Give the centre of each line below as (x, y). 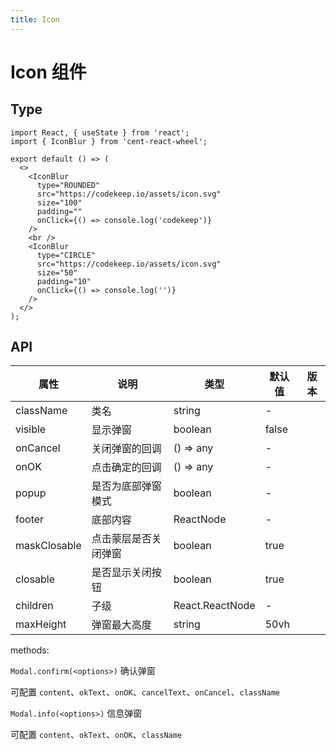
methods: (30, 650)
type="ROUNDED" (68, 185)
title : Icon (35, 19)
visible (31, 429)
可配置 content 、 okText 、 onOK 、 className (96, 735)
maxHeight (41, 624)
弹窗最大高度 (121, 625)
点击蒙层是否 (121, 539)
